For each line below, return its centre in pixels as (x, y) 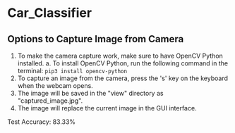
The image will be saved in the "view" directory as (90, 93)
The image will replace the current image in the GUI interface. (107, 108)
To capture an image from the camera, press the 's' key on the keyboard (122, 78)
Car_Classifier (50, 13)
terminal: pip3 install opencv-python (72, 71)
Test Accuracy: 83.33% (42, 122)
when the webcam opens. (55, 85)
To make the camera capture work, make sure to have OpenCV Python (120, 56)
